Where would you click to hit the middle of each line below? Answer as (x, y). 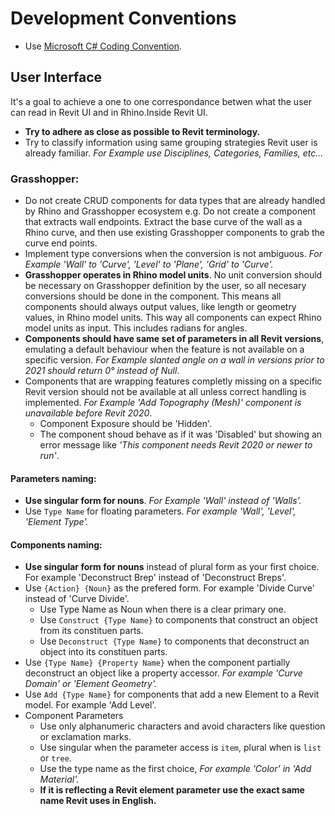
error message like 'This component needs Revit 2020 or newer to (176, 445)
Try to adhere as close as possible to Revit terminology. (142, 131)
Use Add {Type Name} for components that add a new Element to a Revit (172, 694)
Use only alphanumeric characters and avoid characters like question (182, 726)
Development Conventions (123, 18)
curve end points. (61, 243)
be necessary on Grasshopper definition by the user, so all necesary (165, 286)
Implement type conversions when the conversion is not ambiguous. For (173, 254)
